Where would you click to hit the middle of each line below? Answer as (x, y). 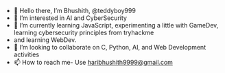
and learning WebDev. (45, 40)
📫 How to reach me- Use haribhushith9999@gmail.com (93, 62)
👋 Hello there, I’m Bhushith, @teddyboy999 (74, 11)
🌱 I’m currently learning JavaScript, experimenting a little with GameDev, (116, 25)
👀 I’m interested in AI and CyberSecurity (70, 18)
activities (26, 54)
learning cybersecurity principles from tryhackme (84, 32)
